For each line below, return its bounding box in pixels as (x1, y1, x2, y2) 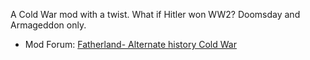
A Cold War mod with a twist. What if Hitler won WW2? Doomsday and (10, 9, 301, 20)
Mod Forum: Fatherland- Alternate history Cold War (24, 39, 237, 50)
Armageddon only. (10, 19, 87, 31)
